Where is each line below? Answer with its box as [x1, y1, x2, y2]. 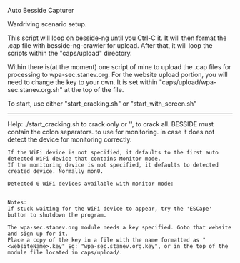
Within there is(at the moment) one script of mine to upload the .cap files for [7, 63, 231, 71]
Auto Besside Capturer [7, 6, 74, 14]
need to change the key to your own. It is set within [7, 78, 158, 86]
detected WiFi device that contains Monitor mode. [7, 155, 161, 162]
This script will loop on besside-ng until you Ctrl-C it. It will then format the [7, 34, 227, 42]
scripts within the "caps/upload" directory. [7, 49, 132, 57]
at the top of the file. [64, 86, 124, 94]
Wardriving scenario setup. [7, 20, 87, 28]
